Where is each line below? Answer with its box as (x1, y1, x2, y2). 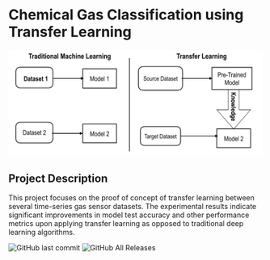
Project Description (8, 171, 108, 185)
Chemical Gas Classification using (8, 6, 244, 24)
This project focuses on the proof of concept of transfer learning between (8, 192, 255, 203)
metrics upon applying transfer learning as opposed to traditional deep (8, 218, 244, 228)
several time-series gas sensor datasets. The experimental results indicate (8, 201, 257, 211)
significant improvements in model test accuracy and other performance (8, 210, 250, 220)
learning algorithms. (8, 227, 75, 237)
